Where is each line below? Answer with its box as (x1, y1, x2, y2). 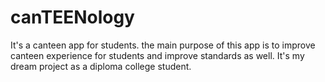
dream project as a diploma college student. (10, 60, 192, 72)
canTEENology (10, 6, 135, 29)
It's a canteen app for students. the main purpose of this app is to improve (10, 39, 316, 51)
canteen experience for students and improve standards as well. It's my (10, 49, 305, 61)
